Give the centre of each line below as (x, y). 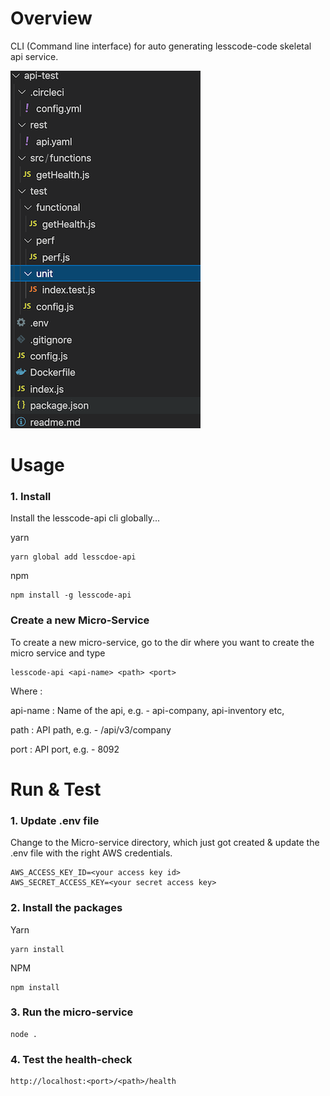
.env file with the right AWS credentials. (91, 853)
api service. (34, 56)
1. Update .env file (55, 820)
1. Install (31, 497)
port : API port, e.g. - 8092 (65, 749)
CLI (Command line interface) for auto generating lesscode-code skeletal (161, 46)
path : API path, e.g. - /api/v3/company (91, 729)
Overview (51, 18)
